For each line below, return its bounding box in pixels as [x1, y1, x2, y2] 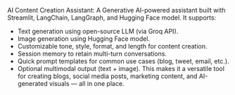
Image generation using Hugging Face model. [17, 34, 150, 43]
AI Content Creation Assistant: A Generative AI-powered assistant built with [7, 6, 227, 14]
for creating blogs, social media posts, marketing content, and [17, 72, 198, 80]
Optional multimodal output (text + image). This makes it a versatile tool [17, 65, 225, 72]
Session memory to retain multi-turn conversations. [17, 49, 167, 58]
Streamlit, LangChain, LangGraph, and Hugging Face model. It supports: [7, 13, 217, 22]
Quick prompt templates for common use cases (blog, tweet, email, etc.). [17, 57, 230, 65]
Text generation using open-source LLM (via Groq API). [17, 27, 179, 35]
